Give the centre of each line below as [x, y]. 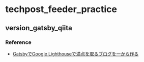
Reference [18, 42]
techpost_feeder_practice [61, 9]
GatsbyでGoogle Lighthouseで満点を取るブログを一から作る [76, 53]
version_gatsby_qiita [39, 28]
